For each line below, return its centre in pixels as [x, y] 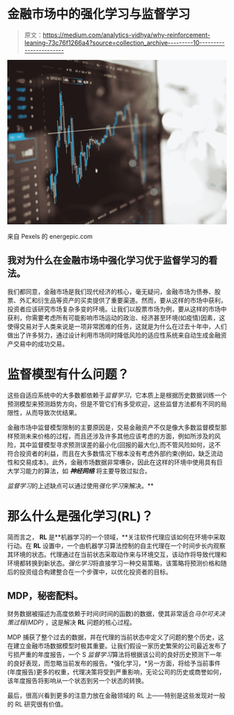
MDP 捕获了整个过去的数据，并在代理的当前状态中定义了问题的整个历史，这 [116, 637]
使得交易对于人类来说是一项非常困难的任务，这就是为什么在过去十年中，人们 [117, 326]
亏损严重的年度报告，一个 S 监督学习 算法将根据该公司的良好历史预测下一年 [115, 654]
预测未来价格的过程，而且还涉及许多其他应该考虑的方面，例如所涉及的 [114, 436]
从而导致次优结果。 [53, 412]
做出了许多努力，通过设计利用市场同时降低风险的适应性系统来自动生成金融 [114, 335]
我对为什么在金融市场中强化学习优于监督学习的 [108, 261]
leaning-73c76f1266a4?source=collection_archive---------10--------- [124, 42]
